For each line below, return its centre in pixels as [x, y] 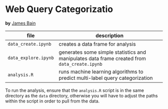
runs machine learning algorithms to [101, 71]
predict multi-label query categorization [106, 78]
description [110, 35]
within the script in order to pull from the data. [52, 101]
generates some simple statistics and [102, 52]
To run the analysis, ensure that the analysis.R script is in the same [74, 90]
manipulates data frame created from [102, 58]
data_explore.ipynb [31, 58]
